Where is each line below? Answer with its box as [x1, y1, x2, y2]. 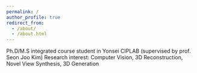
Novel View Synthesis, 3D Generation [6, 60, 99, 68]
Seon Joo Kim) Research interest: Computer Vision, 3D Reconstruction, [6, 54, 183, 61]
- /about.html [11, 31, 47, 37]
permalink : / [6, 8, 39, 15]
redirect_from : [6, 20, 45, 26]
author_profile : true [6, 14, 61, 20]
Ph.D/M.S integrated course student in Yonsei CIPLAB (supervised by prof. [6, 47, 191, 54]
